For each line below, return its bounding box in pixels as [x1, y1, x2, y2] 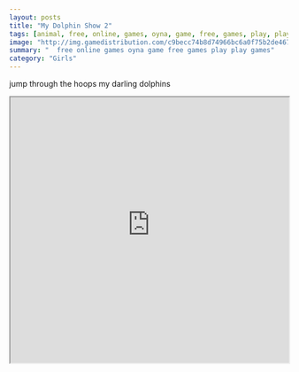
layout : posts [9, 12, 62, 22]
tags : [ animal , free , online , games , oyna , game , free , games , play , [9, 29, 272, 38]
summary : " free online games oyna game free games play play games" [9, 46, 275, 55]
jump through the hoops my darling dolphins [9, 79, 171, 89]
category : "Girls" [9, 54, 77, 63]
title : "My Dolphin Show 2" [9, 21, 113, 30]
